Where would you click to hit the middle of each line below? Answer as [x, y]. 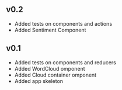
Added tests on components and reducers [65, 62]
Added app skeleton [39, 81]
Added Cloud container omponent [55, 75]
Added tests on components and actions [63, 23]
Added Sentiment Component [50, 30]
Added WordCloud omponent [50, 68]
